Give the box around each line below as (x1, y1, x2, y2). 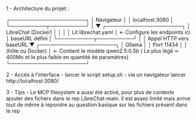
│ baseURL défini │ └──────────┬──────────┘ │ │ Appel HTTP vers (6, 35, 189, 42)
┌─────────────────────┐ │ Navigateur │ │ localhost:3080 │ (6, 16, 174, 23)
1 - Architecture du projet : (6, 5, 69, 12)
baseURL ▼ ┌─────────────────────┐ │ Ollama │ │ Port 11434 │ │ (6, 41, 188, 48)
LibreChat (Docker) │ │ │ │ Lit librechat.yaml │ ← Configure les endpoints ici (6, 29, 191, 36)
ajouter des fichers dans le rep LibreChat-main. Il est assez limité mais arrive (6, 95, 191, 102)
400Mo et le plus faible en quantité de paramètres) (6, 54, 129, 60)
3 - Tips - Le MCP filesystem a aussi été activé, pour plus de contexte (6, 89, 174, 95)
